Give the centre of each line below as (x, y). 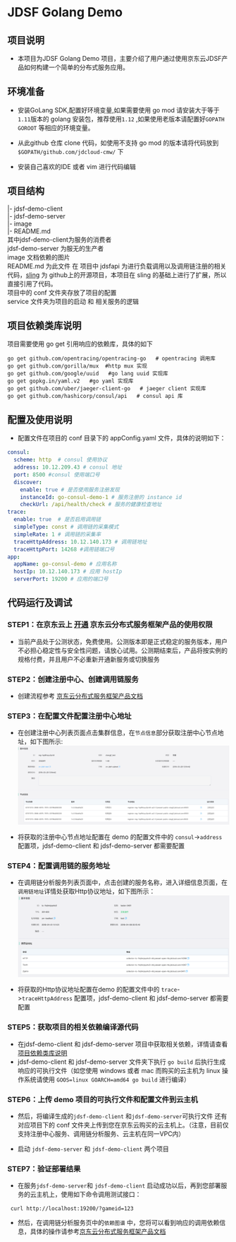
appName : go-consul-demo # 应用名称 (66, 564)
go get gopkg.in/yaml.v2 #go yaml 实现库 (70, 381)
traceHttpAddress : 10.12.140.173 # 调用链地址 (81, 541)
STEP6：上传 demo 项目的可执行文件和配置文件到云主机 (103, 1099)
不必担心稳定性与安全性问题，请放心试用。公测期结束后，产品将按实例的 (122, 650)
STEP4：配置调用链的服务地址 (59, 865)
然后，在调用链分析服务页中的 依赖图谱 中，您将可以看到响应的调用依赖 (118, 1223)
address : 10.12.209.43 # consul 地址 (68, 467)
